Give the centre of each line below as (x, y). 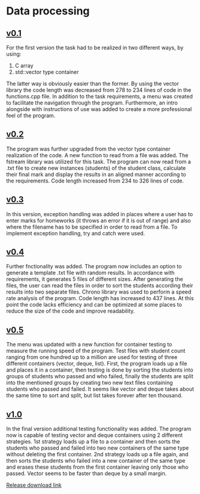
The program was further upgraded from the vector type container (88, 149)
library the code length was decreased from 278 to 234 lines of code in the (99, 90)
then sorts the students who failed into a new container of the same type (96, 461)
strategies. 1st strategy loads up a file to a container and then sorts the (93, 442)
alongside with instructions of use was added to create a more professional (99, 109)
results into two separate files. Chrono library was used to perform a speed (99, 292)
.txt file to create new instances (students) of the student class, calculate (96, 168)
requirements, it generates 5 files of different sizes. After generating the (95, 279)
